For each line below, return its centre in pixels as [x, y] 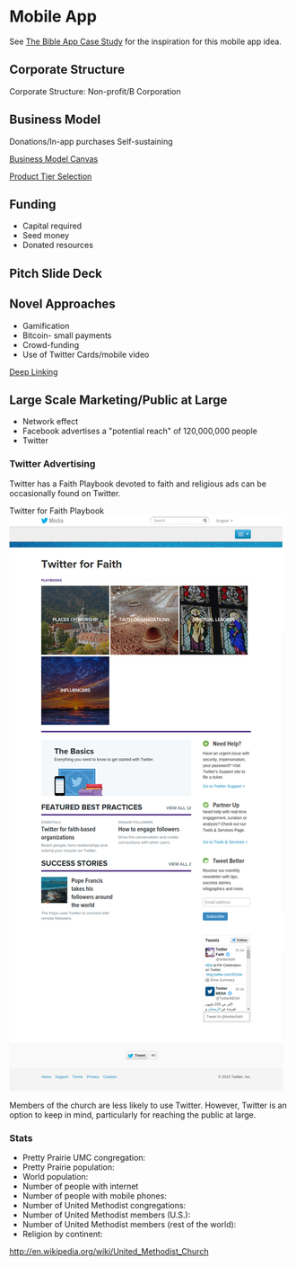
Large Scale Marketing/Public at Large [118, 400]
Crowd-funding [50, 344]
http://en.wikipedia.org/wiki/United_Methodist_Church [109, 1251]
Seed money [46, 236]
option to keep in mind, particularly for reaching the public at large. [133, 1114]
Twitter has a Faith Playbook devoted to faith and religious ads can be [138, 484]
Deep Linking [34, 371]
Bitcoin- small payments [67, 335]
